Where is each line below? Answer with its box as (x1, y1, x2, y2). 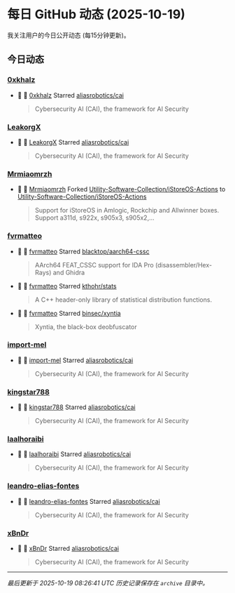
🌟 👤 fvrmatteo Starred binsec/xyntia (17, 309, 121, 317)
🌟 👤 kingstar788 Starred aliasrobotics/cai (17, 403, 136, 411)
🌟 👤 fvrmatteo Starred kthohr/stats (17, 281, 117, 290)
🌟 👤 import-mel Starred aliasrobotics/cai (17, 356, 134, 364)
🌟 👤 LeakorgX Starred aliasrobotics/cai (17, 138, 129, 146)
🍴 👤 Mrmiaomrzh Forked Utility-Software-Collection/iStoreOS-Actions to (17, 185, 226, 194)
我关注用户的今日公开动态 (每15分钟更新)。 (7, 31, 131, 39)
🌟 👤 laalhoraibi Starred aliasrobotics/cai (17, 450, 131, 458)
